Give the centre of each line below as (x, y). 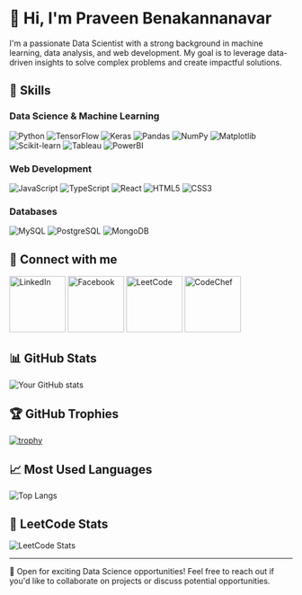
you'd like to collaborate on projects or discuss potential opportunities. (140, 581)
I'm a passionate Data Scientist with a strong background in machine (136, 43)
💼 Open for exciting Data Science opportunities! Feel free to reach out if (142, 572)
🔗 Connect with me (63, 259)
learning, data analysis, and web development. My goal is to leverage (138, 52)
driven (21, 62)
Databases (33, 211)
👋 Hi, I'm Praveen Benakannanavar (141, 18)
